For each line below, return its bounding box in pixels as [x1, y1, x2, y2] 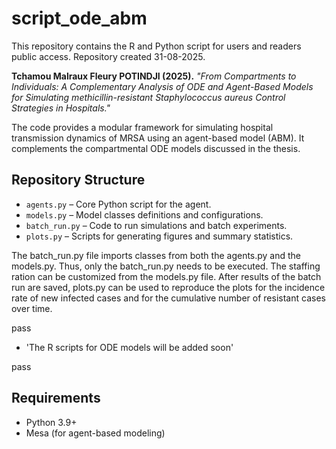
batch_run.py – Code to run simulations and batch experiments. [25, 219, 288, 231]
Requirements [11, 390, 101, 407]
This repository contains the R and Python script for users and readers [11, 40, 302, 52]
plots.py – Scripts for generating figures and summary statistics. [25, 230, 294, 242]
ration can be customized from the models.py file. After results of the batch [11, 270, 322, 282]
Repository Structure [11, 172, 146, 189]
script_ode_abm [11, 7, 148, 30]
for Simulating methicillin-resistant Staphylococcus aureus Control [11, 91, 286, 103]
